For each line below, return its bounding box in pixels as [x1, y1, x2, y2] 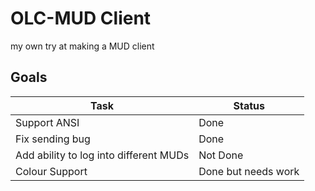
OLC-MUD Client [10, 7, 152, 30]
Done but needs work [198, 164, 300, 178]
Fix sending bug [15, 132, 91, 146]
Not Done [198, 148, 244, 162]
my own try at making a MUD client [10, 40, 155, 52]
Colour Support [15, 164, 88, 178]
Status [233, 98, 265, 112]
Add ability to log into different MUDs [15, 148, 190, 162]
